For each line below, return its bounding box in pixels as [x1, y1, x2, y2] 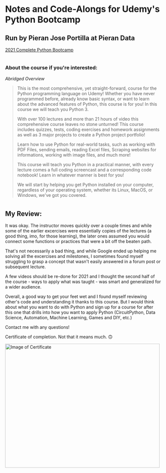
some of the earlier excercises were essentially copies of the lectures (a [5, 228, 152, 234]
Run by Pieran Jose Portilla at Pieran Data [5, 34, 135, 42]
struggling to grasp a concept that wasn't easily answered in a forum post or [5, 259, 161, 265]
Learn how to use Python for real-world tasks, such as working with [17, 141, 156, 147]
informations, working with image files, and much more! [17, 152, 131, 158]
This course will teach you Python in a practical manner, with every [17, 161, 154, 167]
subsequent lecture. [5, 264, 46, 270]
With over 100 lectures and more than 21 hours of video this [17, 116, 139, 122]
